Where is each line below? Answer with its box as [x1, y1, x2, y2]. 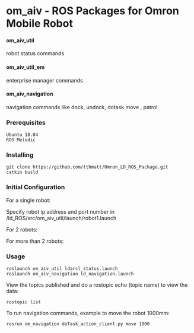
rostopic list [6, 299, 42, 305]
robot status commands [6, 50, 65, 57]
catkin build [6, 169, 39, 176]
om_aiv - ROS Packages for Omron [6, 4, 179, 18]
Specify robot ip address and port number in [6, 208, 115, 215]
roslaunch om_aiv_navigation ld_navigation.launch [6, 271, 134, 277]
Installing [6, 151, 34, 159]
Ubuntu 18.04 [6, 132, 39, 138]
